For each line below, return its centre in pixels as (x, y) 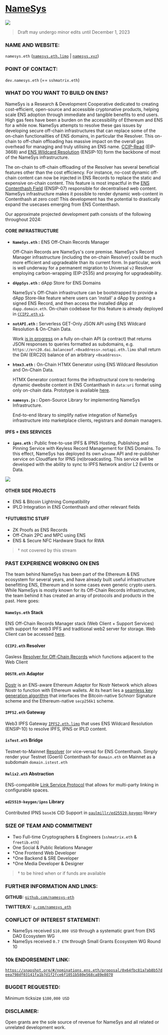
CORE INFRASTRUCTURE (32, 231)
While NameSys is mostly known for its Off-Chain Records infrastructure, (81, 590)
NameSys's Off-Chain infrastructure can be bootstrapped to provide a (85, 293)
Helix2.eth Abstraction (30, 773)
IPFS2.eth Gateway (25, 712)
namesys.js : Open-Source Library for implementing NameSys (76, 400)
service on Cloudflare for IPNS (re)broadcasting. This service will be (83, 459)
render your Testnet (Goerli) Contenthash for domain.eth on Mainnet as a (80, 757)
